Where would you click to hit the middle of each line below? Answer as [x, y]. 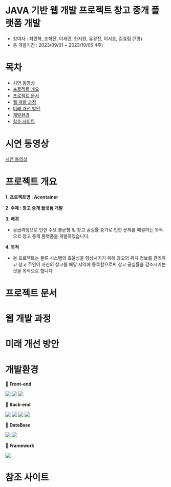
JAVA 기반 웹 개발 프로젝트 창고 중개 [77, 11]
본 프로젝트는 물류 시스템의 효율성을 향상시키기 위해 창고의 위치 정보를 [82, 258]
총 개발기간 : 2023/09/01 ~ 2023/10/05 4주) [58, 45]
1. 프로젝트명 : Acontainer [32, 197]
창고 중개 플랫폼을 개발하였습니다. [56, 236]
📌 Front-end [18, 384]
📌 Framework [20, 446]
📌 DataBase [18, 425]
